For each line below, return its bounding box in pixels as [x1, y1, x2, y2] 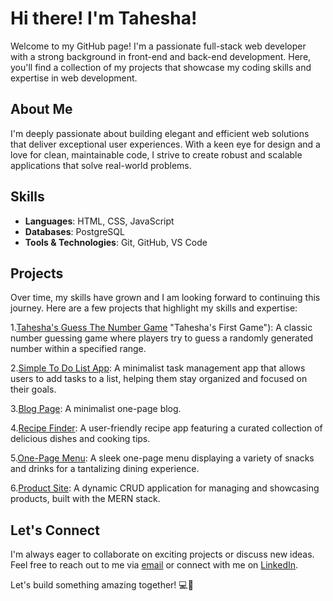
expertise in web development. [10, 72, 138, 84]
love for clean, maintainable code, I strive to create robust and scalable [10, 148, 303, 161]
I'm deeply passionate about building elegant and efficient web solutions [10, 127, 310, 139]
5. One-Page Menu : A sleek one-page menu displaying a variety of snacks [10, 452, 315, 464]
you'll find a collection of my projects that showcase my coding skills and [10, 61, 312, 73]
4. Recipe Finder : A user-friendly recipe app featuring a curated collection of [10, 422, 323, 434]
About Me [10, 101, 73, 118]
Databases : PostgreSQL [24, 225, 125, 237]
